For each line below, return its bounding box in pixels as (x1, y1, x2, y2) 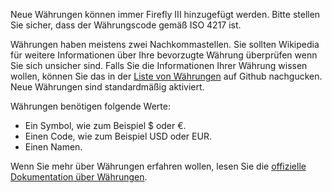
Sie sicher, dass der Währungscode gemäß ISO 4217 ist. (10, 19, 242, 31)
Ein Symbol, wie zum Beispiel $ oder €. (24, 120, 187, 131)
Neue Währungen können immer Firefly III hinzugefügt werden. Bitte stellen (10, 9, 321, 20)
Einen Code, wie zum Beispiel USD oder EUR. (24, 130, 212, 142)
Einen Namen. (24, 141, 83, 153)
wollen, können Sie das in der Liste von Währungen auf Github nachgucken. (10, 70, 323, 82)
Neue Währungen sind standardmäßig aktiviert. (10, 81, 205, 93)
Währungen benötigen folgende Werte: (10, 100, 171, 112)
